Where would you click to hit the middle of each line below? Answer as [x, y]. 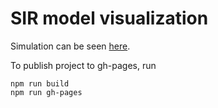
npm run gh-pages [46, 92]
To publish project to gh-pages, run [83, 65]
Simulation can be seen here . [70, 46]
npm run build [40, 83]
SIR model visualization [109, 18]
